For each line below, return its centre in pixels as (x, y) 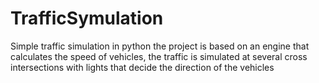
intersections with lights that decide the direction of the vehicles (142, 67)
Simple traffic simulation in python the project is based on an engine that (160, 46)
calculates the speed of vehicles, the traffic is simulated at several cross (159, 56)
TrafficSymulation (87, 18)
